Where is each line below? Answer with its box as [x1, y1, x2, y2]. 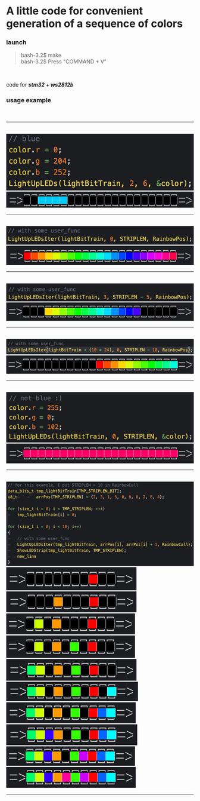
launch [6, 38, 27, 47]
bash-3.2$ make [20, 52, 61, 59]
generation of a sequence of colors [6, 17, 183, 30]
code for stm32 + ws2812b [6, 81, 74, 88]
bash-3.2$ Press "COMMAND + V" [20, 58, 107, 65]
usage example [6, 96, 52, 105]
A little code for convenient [6, 4, 143, 18]
